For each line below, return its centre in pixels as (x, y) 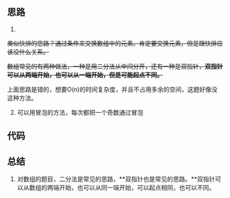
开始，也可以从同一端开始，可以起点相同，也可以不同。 (137, 188)
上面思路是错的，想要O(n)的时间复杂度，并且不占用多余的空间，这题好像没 (112, 89)
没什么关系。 (31, 52)
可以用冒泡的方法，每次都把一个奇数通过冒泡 (80, 112)
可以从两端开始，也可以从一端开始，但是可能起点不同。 (85, 74)
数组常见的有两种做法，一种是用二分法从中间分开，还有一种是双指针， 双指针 (115, 66)
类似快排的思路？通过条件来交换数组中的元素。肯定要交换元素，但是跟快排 (112, 43)
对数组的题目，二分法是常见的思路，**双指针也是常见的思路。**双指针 (116, 179)
